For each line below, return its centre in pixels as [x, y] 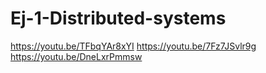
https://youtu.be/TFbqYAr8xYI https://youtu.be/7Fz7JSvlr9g [133, 46]
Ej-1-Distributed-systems [118, 18]
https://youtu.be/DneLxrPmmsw [76, 56]
